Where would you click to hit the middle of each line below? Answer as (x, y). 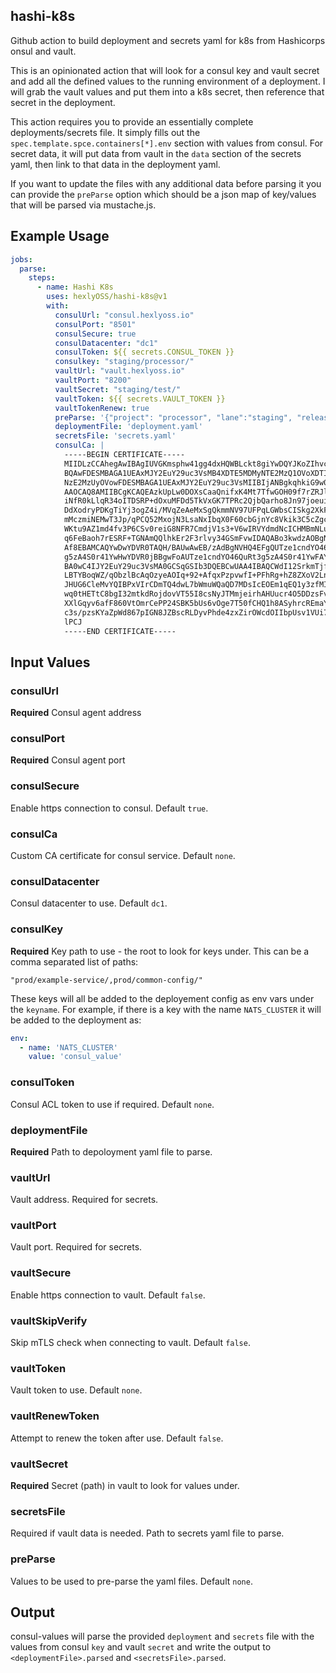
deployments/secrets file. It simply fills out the (105, 132)
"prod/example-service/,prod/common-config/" (106, 980)
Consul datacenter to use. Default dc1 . (89, 903)
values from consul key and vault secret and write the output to (141, 1647)
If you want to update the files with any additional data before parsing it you (166, 183)
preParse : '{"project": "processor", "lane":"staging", (173, 417)
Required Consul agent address (76, 713)
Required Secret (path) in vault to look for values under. (125, 1485)
